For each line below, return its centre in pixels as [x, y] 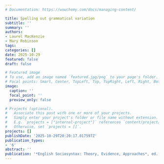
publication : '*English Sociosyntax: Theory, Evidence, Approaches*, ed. [82, 154]
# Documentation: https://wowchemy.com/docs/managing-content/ [71, 10]
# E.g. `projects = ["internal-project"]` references [63, 123]
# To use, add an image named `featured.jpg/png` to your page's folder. [82, 77]
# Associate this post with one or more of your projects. [69, 113]
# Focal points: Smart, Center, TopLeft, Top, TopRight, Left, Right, [78, 82]
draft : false [18, 64]
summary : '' [17, 27]
